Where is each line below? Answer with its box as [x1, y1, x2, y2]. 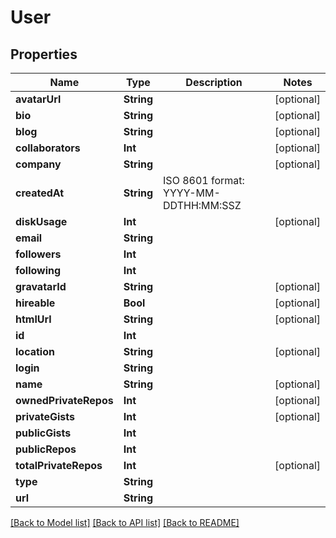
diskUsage [15, 215, 68, 228]
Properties [10, 46, 78, 63]
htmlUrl [15, 312, 52, 326]
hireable [15, 296, 56, 310]
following [15, 264, 62, 277]
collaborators [15, 141, 81, 155]
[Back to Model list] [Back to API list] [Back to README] [10, 517, 240, 528]
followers [15, 247, 62, 261]
